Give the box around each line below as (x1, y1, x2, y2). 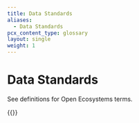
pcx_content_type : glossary (7, 29, 89, 37)
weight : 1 (7, 42, 36, 49)
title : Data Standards (7, 10, 73, 17)
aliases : (7, 17, 33, 23)
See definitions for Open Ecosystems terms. (7, 95, 133, 103)
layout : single (7, 36, 51, 43)
